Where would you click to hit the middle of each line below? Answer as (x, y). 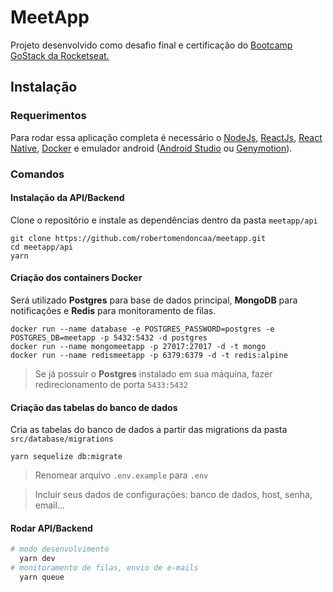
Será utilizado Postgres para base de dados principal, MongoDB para (154, 300)
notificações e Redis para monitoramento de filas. (113, 310)
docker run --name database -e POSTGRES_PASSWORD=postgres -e (142, 329)
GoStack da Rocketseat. (60, 55)
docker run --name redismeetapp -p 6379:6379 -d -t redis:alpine (149, 355)
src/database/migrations (62, 439)
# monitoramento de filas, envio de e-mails (104, 568)
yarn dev (37, 559)
